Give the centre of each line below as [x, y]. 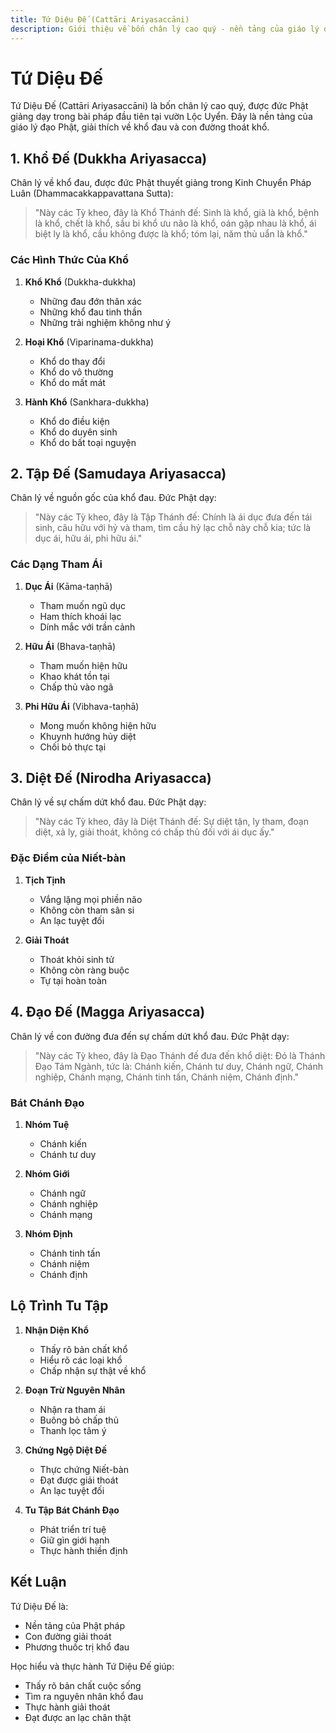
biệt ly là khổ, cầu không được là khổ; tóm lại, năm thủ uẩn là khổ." [171, 234]
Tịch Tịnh [45, 880]
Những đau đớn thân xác [91, 301]
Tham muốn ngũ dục [83, 605]
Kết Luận [38, 1582]
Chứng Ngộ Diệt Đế [66, 1450]
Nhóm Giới [47, 1173]
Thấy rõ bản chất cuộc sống [83, 1685]
